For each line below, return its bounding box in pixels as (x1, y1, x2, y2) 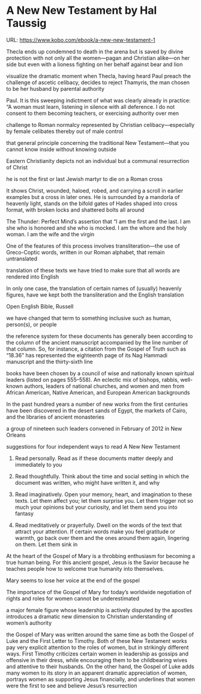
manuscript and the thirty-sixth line (6, 358, 93, 365)
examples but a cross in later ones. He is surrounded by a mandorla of (6, 193, 180, 200)
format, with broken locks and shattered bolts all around (6, 206, 145, 213)
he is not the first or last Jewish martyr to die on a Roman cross (6, 175, 163, 182)
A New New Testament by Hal (6, 4, 157, 17)
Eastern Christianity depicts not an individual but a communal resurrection (6, 157, 190, 164)
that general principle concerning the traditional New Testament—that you (6, 139, 190, 146)
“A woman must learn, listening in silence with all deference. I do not (6, 103, 175, 110)
